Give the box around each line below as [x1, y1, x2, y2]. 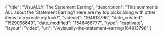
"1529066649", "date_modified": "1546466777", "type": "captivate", [5, 20, 144, 26]
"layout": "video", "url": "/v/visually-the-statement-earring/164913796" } [5, 25, 152, 31]
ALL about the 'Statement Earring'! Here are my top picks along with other [5, 9, 156, 15]
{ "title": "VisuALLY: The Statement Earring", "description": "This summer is [5, 4, 159, 10]
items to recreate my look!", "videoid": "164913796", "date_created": [5, 15, 144, 20]
